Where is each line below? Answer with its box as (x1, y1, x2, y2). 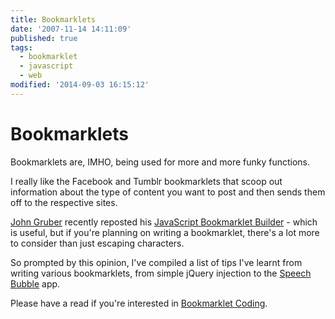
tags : (10, 42, 33, 53)
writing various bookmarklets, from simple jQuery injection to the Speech (10, 267, 312, 279)
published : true (10, 33, 78, 43)
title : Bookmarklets (10, 14, 97, 25)
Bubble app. (10, 277, 61, 290)
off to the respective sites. (10, 196, 118, 208)
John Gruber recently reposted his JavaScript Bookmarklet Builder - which (10, 216, 318, 228)
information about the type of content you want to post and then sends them (10, 186, 326, 198)
